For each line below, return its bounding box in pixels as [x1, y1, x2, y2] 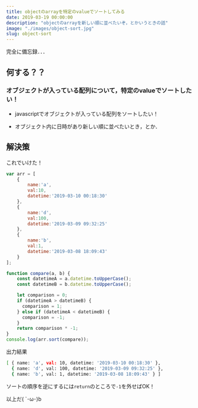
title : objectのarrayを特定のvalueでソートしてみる [6, 8, 125, 15]
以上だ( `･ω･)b [6, 395, 42, 403]
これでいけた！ [6, 159, 43, 166]
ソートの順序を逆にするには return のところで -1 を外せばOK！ [6, 382, 155, 390]
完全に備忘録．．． [6, 48, 48, 55]
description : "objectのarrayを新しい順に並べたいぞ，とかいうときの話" [6, 20, 168, 26]
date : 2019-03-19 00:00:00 [6, 14, 73, 20]
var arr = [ [6, 171, 36, 177]
